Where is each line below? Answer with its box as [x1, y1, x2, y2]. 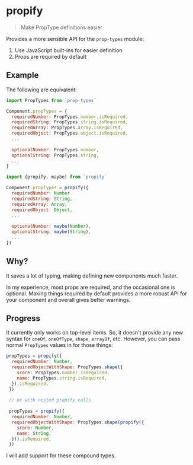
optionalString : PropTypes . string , [11, 152, 99, 158]
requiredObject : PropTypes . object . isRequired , [11, 130, 128, 136]
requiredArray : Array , [11, 201, 67, 207]
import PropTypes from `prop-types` [6, 97, 96, 103]
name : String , [17, 430, 52, 437]
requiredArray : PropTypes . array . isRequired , [11, 125, 123, 131]
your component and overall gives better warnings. [6, 296, 131, 303]
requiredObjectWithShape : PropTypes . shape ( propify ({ [11, 419, 144, 425]
